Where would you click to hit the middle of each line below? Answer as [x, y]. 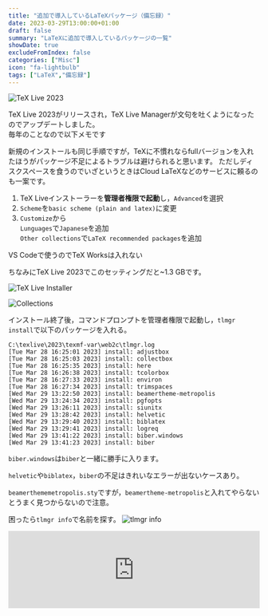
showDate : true [33, 45]
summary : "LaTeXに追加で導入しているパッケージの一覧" [91, 38]
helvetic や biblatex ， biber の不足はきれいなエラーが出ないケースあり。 [126, 475]
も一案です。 [29, 181]
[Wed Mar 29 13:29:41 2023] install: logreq [83, 428]
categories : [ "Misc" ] [44, 61]
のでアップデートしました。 [54, 124]
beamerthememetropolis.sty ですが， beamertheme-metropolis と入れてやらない [134, 492]
